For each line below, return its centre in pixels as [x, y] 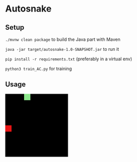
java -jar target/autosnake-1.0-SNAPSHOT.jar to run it [62, 49]
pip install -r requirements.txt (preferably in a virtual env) [69, 59]
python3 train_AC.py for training [38, 69]
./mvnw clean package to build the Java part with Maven [63, 39]
